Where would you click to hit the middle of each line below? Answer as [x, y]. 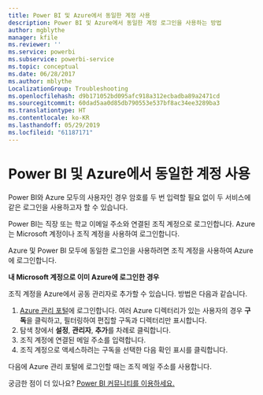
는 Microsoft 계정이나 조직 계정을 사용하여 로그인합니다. [94, 234]
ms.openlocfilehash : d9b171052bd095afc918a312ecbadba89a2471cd [114, 96]
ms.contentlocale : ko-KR [49, 118]
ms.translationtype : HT [47, 111]
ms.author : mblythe [40, 81]
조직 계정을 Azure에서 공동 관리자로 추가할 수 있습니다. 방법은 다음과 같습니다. [128, 293]
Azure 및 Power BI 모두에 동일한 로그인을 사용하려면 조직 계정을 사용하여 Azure [131, 250]
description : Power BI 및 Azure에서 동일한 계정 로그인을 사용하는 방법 [115, 23]
